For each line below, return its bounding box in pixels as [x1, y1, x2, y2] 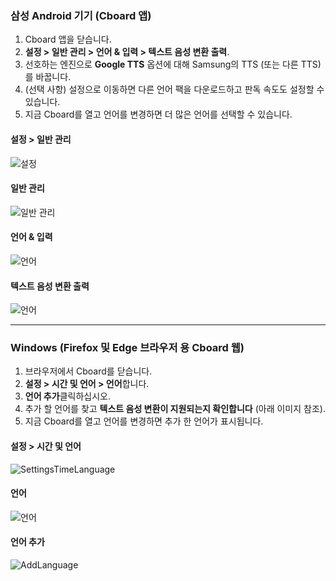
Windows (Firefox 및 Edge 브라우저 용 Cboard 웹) [10, 341, 245, 355]
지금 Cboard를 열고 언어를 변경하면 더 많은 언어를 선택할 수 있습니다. [24, 108, 293, 121]
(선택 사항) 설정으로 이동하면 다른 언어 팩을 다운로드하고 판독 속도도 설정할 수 [24, 83, 325, 96]
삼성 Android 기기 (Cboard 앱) [10, 8, 152, 22]
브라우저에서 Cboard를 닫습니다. [24, 365, 153, 377]
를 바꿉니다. [24, 71, 72, 83]
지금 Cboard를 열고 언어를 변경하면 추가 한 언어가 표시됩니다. [24, 415, 264, 427]
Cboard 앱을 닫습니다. [24, 33, 112, 46]
